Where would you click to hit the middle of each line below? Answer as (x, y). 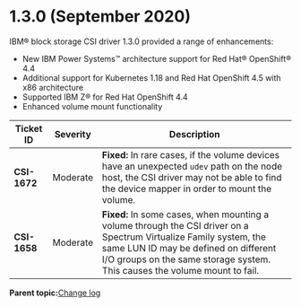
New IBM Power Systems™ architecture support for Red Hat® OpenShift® (157, 58)
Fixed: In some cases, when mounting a (185, 215)
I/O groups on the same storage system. (186, 259)
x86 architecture (52, 87)
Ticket (29, 128)
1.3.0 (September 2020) (100, 17)
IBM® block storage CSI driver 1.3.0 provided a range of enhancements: (142, 41)
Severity (73, 134)
